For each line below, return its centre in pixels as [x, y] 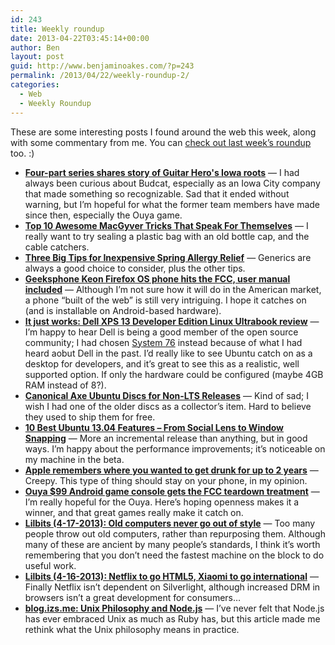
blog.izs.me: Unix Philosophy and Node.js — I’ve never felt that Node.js [174, 608]
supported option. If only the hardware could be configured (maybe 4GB [174, 374]
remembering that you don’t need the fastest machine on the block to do [174, 555]
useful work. [50, 565]
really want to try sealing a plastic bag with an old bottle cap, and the [167, 236]
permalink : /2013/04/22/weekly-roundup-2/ [100, 76]
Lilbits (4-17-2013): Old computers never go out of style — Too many [170, 523]
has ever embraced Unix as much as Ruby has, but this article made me [172, 618]
